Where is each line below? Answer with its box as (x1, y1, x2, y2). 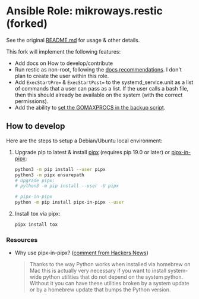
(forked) (6, 17, 48, 30)
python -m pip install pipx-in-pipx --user (14, 200, 125, 205)
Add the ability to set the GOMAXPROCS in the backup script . (14, 104, 166, 111)
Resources (6, 235, 38, 244)
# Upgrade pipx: (14, 177, 55, 183)
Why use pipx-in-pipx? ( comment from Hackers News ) (14, 249, 149, 257)
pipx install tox (14, 222, 58, 228)
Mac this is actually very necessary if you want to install (29, 267, 167, 275)
